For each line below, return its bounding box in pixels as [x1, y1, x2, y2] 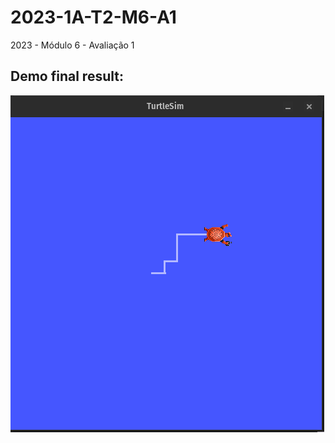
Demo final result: [10, 68, 124, 85]
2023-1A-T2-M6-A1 [10, 6, 177, 29]
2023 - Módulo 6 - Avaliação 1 [10, 39, 135, 51]
